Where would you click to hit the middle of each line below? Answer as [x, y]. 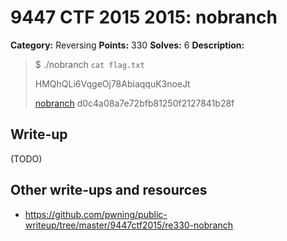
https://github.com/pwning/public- [96, 214]
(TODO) [26, 158]
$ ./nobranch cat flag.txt [89, 64]
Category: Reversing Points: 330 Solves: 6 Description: [127, 45]
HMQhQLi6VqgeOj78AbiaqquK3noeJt [112, 83]
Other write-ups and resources [109, 190]
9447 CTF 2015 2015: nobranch [144, 17]
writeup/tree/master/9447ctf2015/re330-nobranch [129, 225]
